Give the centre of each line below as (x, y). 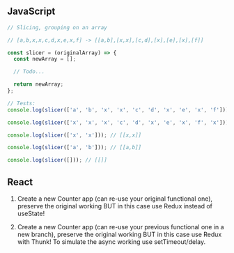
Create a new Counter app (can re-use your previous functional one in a (120, 227)
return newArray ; (39, 84)
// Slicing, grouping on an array (57, 27)
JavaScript (31, 11)
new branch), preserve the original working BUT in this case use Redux (119, 234)
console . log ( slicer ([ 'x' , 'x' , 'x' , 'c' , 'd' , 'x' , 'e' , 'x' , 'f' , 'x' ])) (118, 122)
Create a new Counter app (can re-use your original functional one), (115, 199)
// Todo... (29, 72)
